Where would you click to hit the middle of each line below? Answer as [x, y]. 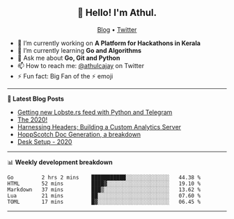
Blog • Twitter [117, 29]
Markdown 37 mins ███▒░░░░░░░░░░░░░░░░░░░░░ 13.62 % [104, 189]
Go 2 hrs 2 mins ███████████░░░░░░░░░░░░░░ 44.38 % [104, 177]
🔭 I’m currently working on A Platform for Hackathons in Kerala [109, 43]
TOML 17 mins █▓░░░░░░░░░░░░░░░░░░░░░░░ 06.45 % [104, 202]
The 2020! [32, 120]
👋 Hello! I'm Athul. [117, 13]
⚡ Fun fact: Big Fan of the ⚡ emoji [65, 76]
